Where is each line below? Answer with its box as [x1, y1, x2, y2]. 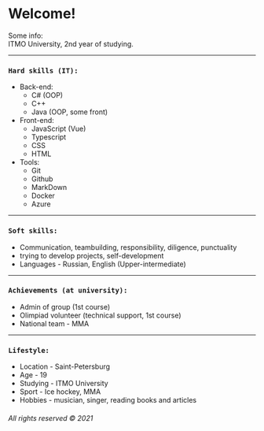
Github [31, 174, 53, 184]
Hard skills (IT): [8, 66, 79, 75]
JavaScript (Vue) [31, 124, 86, 134]
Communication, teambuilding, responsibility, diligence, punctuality [19, 242, 237, 252]
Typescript [31, 132, 67, 142]
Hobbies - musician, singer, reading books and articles [19, 396, 197, 405]
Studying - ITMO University [19, 379, 108, 388]
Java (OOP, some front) [31, 107, 108, 117]
